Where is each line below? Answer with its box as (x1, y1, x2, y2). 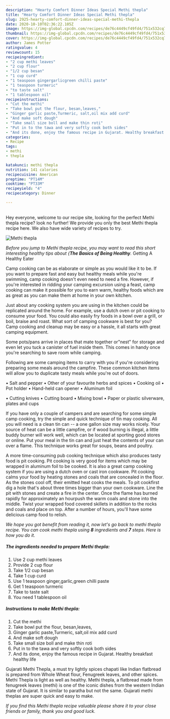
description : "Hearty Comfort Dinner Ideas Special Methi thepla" (6, 7, 148, 13)
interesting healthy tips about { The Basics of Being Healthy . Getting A (6, 250, 153, 256)
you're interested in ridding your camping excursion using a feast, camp (6, 282, 155, 288)
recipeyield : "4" (6, 186, 42, 191)
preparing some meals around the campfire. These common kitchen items (6, 365, 160, 371)
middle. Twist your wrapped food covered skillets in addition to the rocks (6, 501, 157, 507)
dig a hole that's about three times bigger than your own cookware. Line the (6, 485, 163, 491)
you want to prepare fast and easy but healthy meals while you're (6, 270, 142, 276)
